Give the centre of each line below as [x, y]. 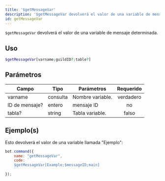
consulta [58, 97]
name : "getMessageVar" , [38, 156]
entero [55, 105]
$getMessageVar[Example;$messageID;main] [57, 165]
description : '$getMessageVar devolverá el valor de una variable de [78, 14]
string [55, 113]
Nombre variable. [92, 97]
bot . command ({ [20, 151]
